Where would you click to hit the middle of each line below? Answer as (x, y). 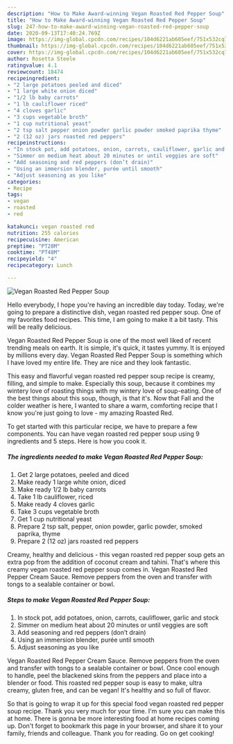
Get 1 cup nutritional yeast (54, 519)
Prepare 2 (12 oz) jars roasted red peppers (78, 541)
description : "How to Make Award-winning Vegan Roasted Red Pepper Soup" (116, 14)
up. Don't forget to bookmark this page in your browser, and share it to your (115, 726)
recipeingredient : (34, 78)
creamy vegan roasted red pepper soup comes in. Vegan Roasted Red (107, 569)
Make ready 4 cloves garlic (56, 504)
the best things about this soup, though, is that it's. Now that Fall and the (111, 398)
